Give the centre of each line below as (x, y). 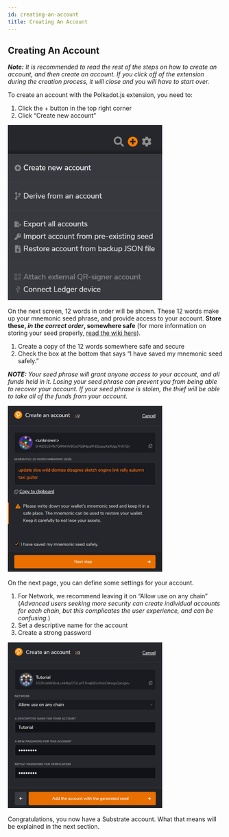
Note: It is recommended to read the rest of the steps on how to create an (112, 67)
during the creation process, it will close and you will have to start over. (109, 82)
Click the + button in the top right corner (75, 108)
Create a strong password (55, 633)
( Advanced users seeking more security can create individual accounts (119, 604)
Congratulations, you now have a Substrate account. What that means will (112, 819)
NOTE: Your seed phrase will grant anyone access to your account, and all (114, 374)
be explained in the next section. (54, 826)
